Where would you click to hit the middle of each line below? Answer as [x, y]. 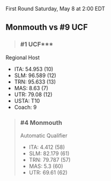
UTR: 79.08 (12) [33, 94]
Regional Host [23, 57]
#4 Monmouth [41, 122]
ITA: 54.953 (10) [34, 69]
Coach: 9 [25, 107]
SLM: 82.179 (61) [49, 153]
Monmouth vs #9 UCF [47, 27]
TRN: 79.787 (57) [50, 159]
